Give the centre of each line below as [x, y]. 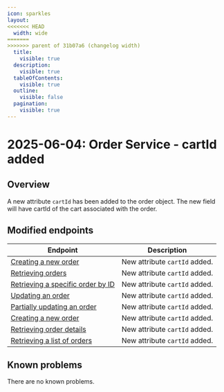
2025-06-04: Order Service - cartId [112, 144]
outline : [26, 91]
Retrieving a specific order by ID [63, 284]
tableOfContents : [38, 78]
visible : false [41, 98]
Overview [29, 185]
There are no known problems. [51, 382]
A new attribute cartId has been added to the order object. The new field [111, 201]
